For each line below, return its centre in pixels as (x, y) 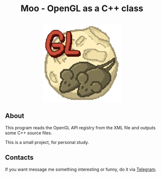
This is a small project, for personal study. (47, 142)
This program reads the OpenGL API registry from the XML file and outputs (80, 127)
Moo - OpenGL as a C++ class (82, 9)
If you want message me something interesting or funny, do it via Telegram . (81, 169)
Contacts (20, 158)
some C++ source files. (29, 133)
